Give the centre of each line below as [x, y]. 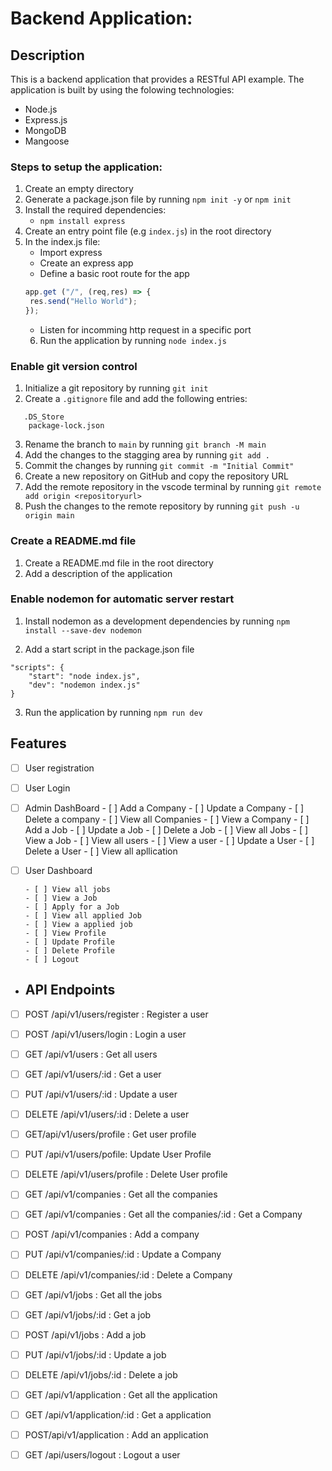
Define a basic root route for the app [114, 274]
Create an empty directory [79, 189]
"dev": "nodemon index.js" [84, 685]
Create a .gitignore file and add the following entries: [136, 399]
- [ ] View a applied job [78, 924]
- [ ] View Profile [65, 933]
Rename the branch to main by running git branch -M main [145, 444]
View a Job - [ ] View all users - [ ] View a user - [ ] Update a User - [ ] [169, 840]
